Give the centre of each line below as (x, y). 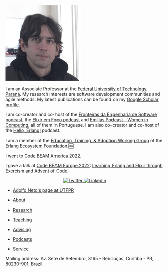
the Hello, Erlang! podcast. (33, 130)
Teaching (22, 220)
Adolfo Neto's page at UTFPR (43, 190)
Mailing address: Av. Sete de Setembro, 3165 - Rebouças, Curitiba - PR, (79, 259)
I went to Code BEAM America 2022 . (43, 156)
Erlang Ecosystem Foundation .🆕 (39, 146)
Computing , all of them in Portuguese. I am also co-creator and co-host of (82, 125)
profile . (13, 105)
